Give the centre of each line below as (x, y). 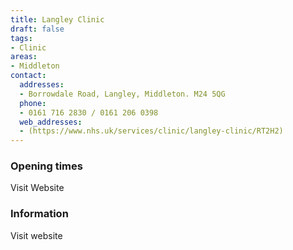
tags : (21, 38)
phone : (33, 103)
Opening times (46, 166)
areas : (24, 57)
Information (39, 214)
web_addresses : (51, 122)
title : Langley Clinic (57, 19)
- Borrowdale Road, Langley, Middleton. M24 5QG (122, 94)
